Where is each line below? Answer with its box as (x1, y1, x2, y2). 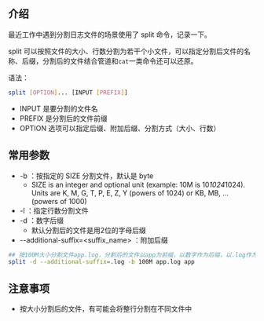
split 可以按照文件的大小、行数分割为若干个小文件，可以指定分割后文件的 (8, 46, 244, 56)
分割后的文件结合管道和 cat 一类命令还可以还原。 (42, 56, 198, 65)
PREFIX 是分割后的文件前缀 (19, 113, 108, 123)
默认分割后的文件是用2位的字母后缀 (31, 225, 147, 235)
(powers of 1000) (31, 196, 88, 206)
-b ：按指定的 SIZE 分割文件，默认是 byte (19, 171, 154, 181)
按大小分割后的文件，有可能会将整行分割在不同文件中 (19, 305, 192, 314)
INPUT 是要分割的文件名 (19, 104, 98, 113)
